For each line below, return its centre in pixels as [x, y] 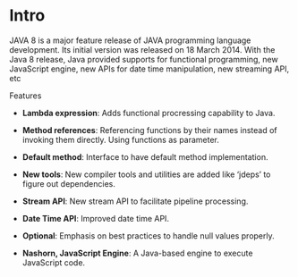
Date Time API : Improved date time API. [96, 218]
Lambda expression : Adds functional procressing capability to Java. [149, 113]
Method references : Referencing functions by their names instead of [149, 130]
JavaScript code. [54, 262]
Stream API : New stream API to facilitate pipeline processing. [135, 201]
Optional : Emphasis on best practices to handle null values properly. [148, 235]
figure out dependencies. [69, 183]
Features [26, 96]
